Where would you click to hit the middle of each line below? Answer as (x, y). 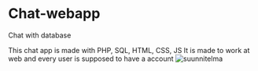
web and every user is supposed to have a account (91, 59)
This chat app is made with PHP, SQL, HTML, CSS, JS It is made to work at (129, 50)
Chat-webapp (54, 14)
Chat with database (40, 35)
